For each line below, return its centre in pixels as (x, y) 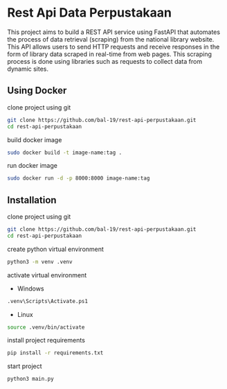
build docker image (35, 139)
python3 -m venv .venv (40, 261)
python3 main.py (30, 379)
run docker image (32, 166)
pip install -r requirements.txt (55, 353)
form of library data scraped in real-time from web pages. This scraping (110, 54)
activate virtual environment (47, 275)
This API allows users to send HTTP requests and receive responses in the (113, 46)
